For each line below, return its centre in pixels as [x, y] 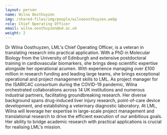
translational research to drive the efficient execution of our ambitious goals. [84, 116]
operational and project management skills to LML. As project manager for [82, 79]
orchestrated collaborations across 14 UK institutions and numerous [75, 90]
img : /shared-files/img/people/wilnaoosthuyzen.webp [61, 19]
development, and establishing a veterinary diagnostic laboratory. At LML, [81, 106]
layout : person [21, 10]
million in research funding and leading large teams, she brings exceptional [82, 74]
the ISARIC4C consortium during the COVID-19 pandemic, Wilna [71, 84]
